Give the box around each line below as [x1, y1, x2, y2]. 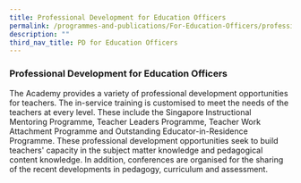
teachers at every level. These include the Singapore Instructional [9, 106, 252, 117]
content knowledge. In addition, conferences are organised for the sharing [9, 154, 284, 165]
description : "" [9, 29, 70, 38]
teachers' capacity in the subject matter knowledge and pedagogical [9, 145, 263, 155]
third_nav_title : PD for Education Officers [9, 37, 178, 47]
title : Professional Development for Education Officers [9, 12, 227, 22]
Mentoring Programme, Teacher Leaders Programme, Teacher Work [9, 116, 262, 127]
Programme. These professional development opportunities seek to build [9, 135, 279, 146]
